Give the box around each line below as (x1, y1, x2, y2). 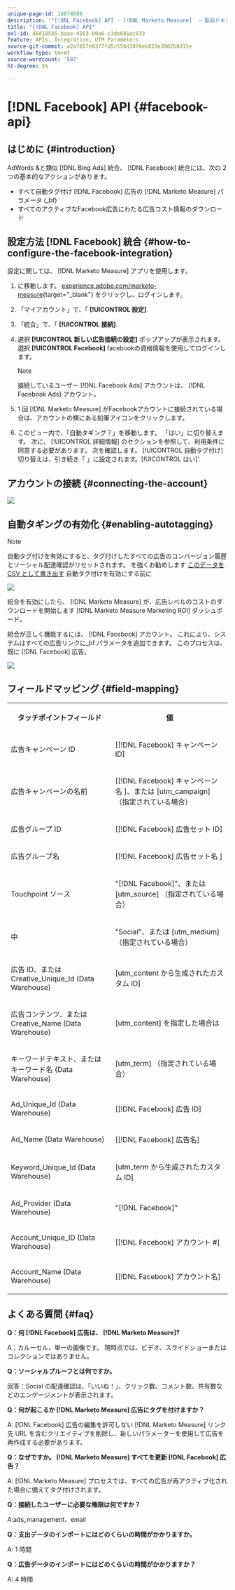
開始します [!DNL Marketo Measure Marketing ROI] (43, 607, 191, 615)
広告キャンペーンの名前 (10, 786, 88, 796)
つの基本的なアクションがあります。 (7, 172, 111, 180)
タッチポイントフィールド (17, 713, 102, 722)
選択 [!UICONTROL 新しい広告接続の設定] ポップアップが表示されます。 (17, 335, 225, 344)
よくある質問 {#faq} (7, 1309, 94, 1320)
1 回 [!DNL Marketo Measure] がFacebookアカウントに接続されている (17, 405, 217, 413)
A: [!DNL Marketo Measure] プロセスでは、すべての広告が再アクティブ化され (7, 1476, 228, 1485)
